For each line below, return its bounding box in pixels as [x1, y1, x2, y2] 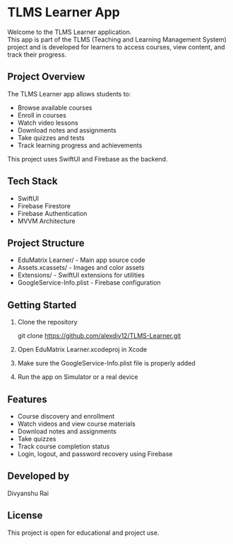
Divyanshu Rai [7, 489, 49, 497]
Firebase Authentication [17, 209, 88, 217]
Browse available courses [17, 103, 92, 112]
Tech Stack [7, 175, 58, 188]
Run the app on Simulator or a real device [17, 373, 138, 381]
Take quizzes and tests [17, 133, 85, 142]
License [7, 509, 43, 521]
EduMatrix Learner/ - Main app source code [17, 256, 146, 264]
